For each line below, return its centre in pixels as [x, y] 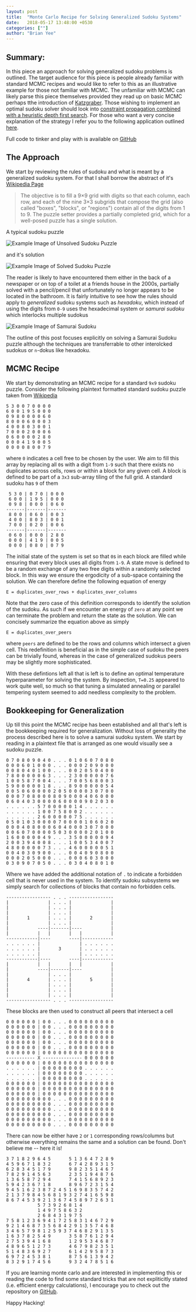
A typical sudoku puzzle [35, 232]
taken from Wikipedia [32, 395]
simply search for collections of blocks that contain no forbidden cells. [91, 887]
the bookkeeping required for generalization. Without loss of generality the [96, 731]
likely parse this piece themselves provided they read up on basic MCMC [94, 96]
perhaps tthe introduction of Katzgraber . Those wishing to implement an [93, 102]
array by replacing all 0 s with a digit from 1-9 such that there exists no [90, 464]
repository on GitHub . [32, 1291]
